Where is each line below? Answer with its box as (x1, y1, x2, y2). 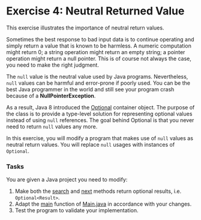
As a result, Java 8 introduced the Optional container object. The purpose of (6, 103, 195, 111)
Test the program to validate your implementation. (14, 207, 139, 214)
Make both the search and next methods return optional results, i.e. (14, 188, 182, 195)
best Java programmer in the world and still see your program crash (6, 85, 175, 93)
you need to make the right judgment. (6, 61, 99, 69)
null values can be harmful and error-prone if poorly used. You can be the (6, 79, 191, 87)
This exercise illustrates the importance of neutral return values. (6, 24, 164, 31)
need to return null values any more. (6, 123, 98, 130)
